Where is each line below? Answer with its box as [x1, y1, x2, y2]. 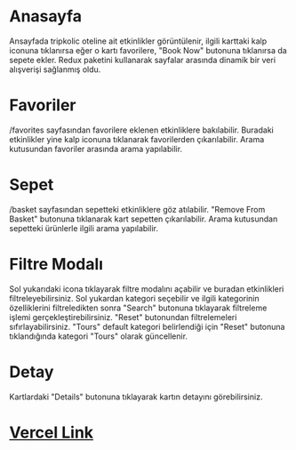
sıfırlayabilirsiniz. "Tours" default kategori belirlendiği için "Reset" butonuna [9, 321, 285, 332]
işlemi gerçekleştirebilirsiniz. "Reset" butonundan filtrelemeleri [9, 311, 237, 322]
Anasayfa [9, 6, 83, 27]
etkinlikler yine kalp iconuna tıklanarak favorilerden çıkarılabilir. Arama [9, 133, 265, 144]
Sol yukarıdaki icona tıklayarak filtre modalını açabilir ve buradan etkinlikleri [9, 283, 284, 294]
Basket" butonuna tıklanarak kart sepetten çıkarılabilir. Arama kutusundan [9, 213, 278, 224]
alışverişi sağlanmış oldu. [9, 64, 101, 75]
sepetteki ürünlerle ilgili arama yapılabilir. [9, 222, 158, 233]
